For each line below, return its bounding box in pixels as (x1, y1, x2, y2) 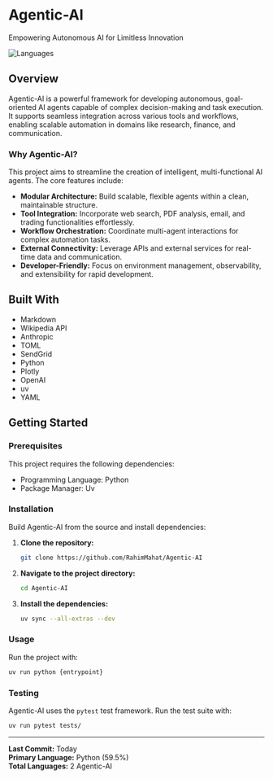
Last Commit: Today (8, 743, 77, 754)
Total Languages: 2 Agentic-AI (8, 761, 112, 771)
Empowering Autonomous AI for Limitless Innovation (8, 33, 184, 42)
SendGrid (19, 348, 53, 359)
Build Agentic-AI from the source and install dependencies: (8, 522, 206, 532)
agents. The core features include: (8, 176, 124, 186)
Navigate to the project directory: (19, 568, 136, 578)
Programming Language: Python (19, 475, 129, 484)
